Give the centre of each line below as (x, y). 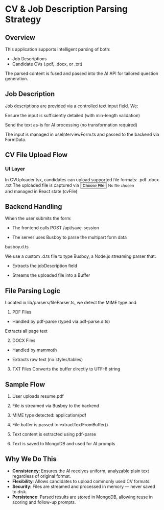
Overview (20, 37)
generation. (17, 79)
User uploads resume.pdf (38, 396)
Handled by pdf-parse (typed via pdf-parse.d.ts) (61, 321)
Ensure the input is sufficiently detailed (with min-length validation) (73, 115)
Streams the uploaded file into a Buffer (51, 275)
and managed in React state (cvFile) (41, 191)
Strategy (23, 19)
